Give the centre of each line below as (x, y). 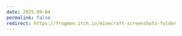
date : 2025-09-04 (28, 12)
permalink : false (28, 18)
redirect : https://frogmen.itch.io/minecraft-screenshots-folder (91, 23)
